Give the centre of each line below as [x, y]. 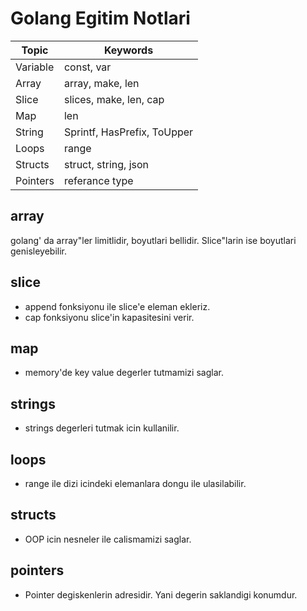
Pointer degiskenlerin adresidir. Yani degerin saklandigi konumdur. [161, 594]
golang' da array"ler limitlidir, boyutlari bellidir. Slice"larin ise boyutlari [153, 240]
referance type [98, 180]
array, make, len [101, 83]
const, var [87, 67]
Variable [35, 67]
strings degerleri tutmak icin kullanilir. [102, 428]
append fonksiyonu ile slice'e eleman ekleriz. [117, 306]
